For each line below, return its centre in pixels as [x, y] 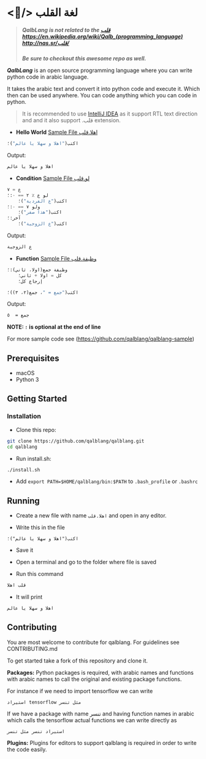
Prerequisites [33, 358]
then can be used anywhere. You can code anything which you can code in [102, 95]
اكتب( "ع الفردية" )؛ [43, 201]
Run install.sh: [33, 458]
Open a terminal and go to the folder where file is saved [86, 562]
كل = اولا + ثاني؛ [40, 275]
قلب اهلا [17, 585]
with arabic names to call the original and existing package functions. [94, 679]
